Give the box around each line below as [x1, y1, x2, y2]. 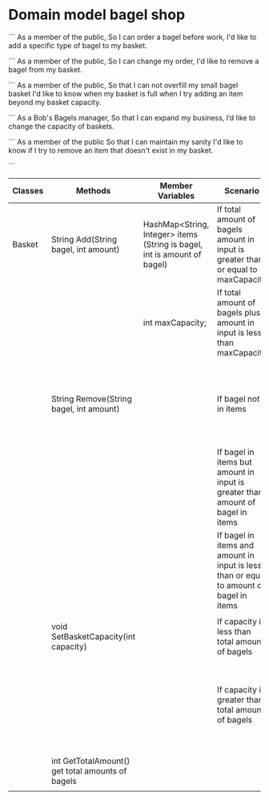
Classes [12, 185, 44, 196]
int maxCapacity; [143, 317, 207, 328]
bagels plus [217, 307, 261, 318]
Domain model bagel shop [8, 6, 186, 24]
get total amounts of [50, 765, 127, 776]
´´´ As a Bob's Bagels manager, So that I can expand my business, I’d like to [8, 112, 256, 122]
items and [217, 539, 255, 550]
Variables [157, 190, 195, 201]
